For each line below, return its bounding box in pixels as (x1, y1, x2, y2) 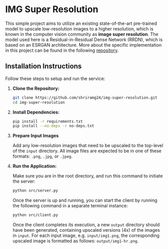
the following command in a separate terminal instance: (12, 203, 128, 209)
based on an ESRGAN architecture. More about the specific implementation (5, 42, 162, 48)
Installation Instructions (5, 62, 82, 70)
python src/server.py (12, 188, 58, 193)
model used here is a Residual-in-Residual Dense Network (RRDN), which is (5, 37, 163, 43)
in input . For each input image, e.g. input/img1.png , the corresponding (12, 232, 160, 238)
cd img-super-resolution (12, 100, 65, 105)
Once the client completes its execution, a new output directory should (12, 222, 160, 228)
